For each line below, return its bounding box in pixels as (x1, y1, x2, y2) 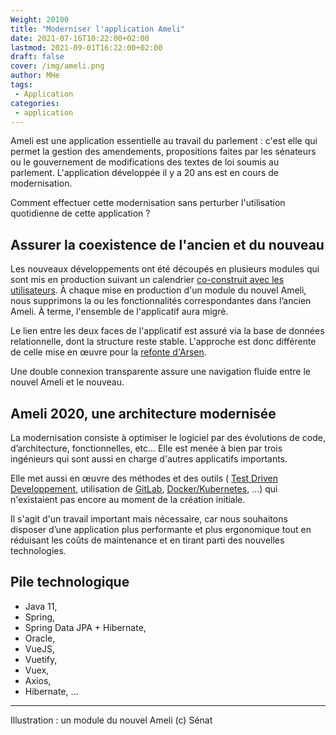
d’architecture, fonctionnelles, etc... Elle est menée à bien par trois (10, 442, 283, 454)
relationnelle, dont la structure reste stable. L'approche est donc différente (10, 336, 317, 348)
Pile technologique (10, 574, 130, 591)
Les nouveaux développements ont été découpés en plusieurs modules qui (10, 263, 320, 275)
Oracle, (24, 632, 56, 644)
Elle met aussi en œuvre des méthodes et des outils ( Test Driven (10, 472, 279, 484)
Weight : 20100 (10, 14, 70, 25)
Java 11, (24, 600, 58, 612)
